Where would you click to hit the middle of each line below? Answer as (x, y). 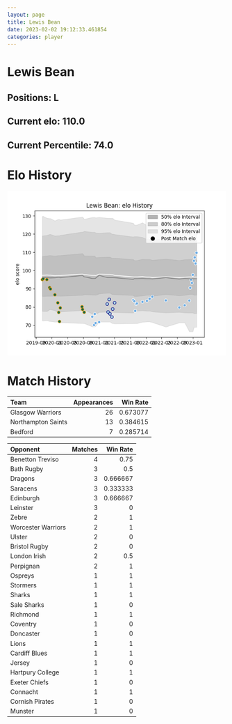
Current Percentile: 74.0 (60, 145)
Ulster (19, 537)
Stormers (23, 585)
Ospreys (22, 576)
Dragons (22, 479)
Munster (22, 711)
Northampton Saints (39, 422)
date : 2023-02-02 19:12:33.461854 (57, 29)
